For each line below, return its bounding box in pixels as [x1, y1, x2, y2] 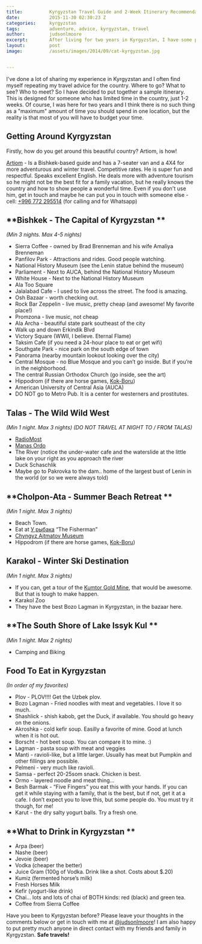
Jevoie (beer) [14, 855, 49, 862]
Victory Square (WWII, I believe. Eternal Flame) [14, 333, 132, 340]
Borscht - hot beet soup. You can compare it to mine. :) [14, 738, 151, 746]
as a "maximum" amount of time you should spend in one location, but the [6, 107, 190, 115]
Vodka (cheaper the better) [14, 862, 82, 869]
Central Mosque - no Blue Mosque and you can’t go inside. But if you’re [14, 358, 192, 365]
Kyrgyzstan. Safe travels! [6, 931, 70, 939]
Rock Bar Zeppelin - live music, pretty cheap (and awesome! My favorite [14, 300, 194, 308]
